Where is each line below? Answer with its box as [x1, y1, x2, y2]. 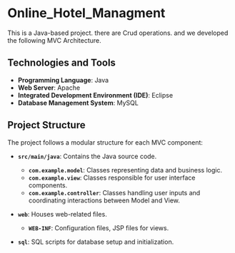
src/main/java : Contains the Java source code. [17, 152, 157, 160]
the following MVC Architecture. [7, 36, 101, 44]
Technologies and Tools [7, 57, 116, 69]
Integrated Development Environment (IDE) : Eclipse [17, 91, 174, 99]
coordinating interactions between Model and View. [28, 196, 181, 205]
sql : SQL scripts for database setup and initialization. [17, 237, 174, 246]
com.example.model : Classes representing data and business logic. [28, 165, 223, 174]
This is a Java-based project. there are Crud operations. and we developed [7, 29, 229, 37]
